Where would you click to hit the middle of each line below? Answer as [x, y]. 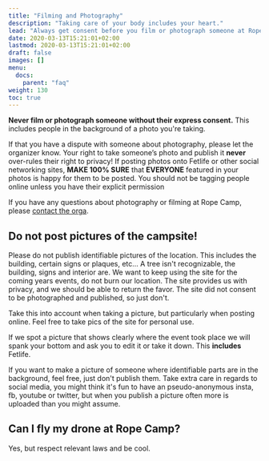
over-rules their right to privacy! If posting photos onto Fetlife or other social [134, 162]
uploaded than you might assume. [64, 404]
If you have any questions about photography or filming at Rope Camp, [125, 202]
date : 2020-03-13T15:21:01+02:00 [64, 38]
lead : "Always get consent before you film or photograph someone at [127, 30]
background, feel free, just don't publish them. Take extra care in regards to [133, 379]
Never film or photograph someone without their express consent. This [129, 120]
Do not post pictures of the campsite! [103, 236]
